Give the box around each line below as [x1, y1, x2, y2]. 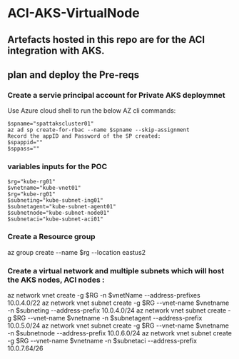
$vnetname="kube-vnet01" [7, 184, 81, 191]
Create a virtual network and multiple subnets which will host [7, 266, 225, 275]
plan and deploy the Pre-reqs [7, 69, 140, 81]
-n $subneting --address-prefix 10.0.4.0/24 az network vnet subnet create [7, 306, 227, 315]
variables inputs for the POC [7, 162, 108, 172]
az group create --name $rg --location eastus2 [7, 248, 146, 256]
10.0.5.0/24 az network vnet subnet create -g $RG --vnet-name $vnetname [7, 321, 230, 330]
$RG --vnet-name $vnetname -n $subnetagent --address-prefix [13, 314, 203, 323]
